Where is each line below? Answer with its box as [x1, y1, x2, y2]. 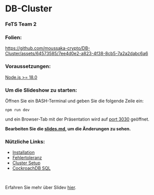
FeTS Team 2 [5, 21, 37, 28]
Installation [12, 149, 35, 155]
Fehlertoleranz [12, 155, 42, 161]
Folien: [5, 34, 22, 41]
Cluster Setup [12, 160, 41, 166]
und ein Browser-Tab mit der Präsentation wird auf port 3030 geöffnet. [5, 116, 150, 122]
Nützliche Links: [5, 138, 46, 145]
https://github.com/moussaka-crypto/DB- [5, 45, 91, 51]
